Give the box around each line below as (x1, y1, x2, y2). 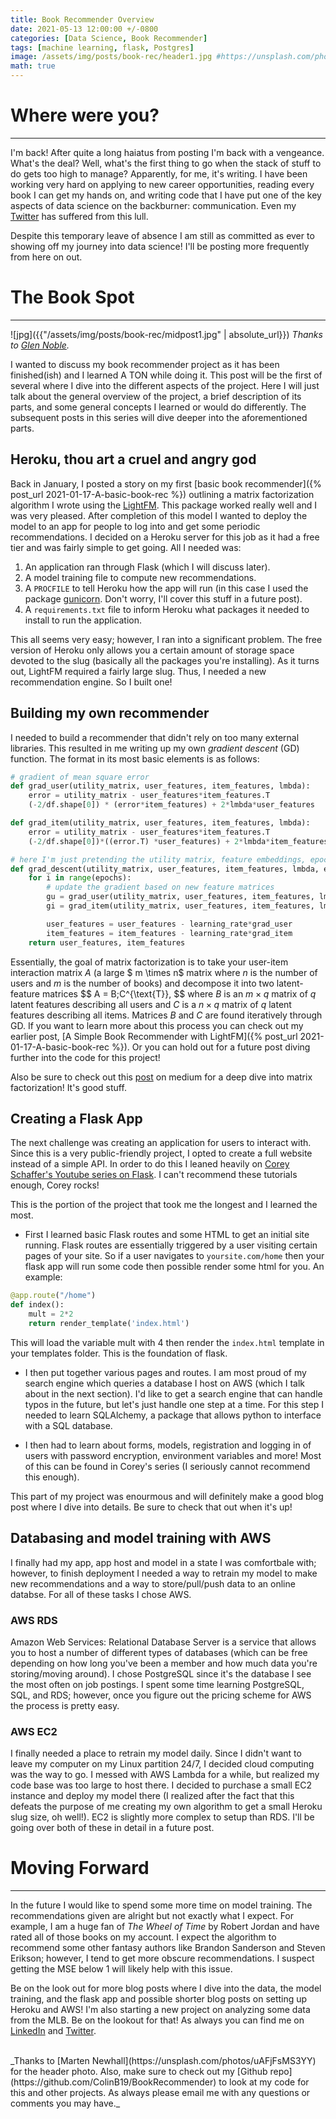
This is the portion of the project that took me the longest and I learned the (10, 1199, 318, 1211)
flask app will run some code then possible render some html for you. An (24, 1261, 325, 1273)
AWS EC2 (10, 1724, 58, 1738)
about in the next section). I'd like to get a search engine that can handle (24, 1387, 323, 1400)
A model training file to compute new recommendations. (24, 571, 257, 583)
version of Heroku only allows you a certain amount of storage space (10, 644, 295, 656)
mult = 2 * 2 (28, 1309, 74, 1320)
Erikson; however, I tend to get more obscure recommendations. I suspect (10, 1952, 315, 1965)
